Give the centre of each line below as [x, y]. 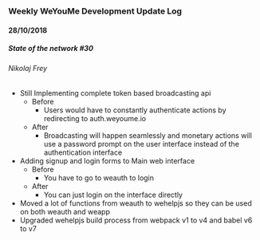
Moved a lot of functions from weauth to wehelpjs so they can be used [136, 203]
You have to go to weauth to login [98, 178]
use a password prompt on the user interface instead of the [141, 144]
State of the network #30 [51, 49]
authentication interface [83, 152]
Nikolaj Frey [28, 69]
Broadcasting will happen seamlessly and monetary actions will [148, 136]
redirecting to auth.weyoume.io [95, 119]
